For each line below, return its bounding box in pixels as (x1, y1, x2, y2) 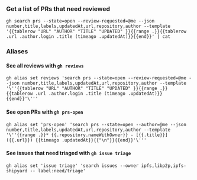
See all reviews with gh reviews (6, 62, 84, 69)
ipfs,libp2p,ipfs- (141, 162, 186, 169)
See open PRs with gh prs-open (6, 108, 84, 115)
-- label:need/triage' (30, 168, 86, 173)
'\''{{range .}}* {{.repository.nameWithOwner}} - (6, 132, 134, 138)
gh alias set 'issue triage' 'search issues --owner (6, 162, 139, 169)
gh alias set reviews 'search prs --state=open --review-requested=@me (6, 75, 186, 81)
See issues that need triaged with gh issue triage (6, 150, 131, 157)
